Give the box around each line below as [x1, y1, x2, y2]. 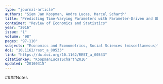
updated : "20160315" [5, 61, 47, 66]
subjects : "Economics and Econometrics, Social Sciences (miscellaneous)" [5, 43, 160, 48]
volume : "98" [5, 34, 32, 39]
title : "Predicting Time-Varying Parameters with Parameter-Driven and [5, 16, 153, 21]
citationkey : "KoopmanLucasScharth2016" [5, 57, 88, 62]
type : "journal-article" [5, 7, 55, 12]
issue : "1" [5, 30, 27, 34]
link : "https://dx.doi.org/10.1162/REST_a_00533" [5, 52, 108, 57]
